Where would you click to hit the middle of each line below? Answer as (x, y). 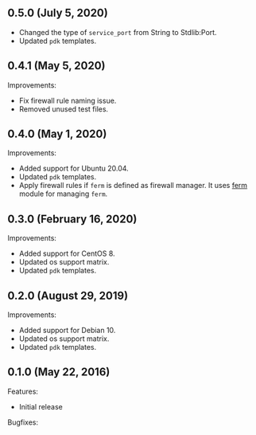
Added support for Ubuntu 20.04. (74, 169)
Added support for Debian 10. (67, 331)
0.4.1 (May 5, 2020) (56, 66)
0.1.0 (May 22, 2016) (59, 372)
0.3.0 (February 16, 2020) (72, 219)
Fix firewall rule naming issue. (68, 100)
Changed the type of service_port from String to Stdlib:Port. (118, 32)
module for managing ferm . (63, 194)
